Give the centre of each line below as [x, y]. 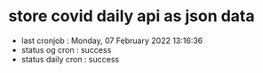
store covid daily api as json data [131, 16]
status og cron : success [66, 49]
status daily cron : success [70, 59]
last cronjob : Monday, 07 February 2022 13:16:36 [112, 40]
